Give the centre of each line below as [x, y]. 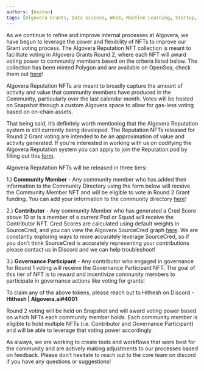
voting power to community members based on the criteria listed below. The [102, 61]
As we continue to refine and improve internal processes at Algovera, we [97, 35]
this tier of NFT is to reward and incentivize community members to [91, 274]
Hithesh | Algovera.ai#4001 [42, 299]
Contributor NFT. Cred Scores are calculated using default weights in [93, 224]
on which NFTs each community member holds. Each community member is [102, 317]
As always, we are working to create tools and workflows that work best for [101, 342]
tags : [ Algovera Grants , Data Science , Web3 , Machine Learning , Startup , [102, 18]
